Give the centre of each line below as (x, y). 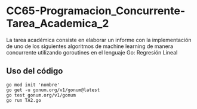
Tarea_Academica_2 (58, 23)
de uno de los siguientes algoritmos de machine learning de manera (90, 46)
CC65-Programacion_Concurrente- (96, 11)
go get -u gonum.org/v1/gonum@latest (53, 90)
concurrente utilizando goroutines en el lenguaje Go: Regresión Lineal (92, 52)
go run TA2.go (24, 100)
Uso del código (35, 71)
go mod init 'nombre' (33, 85)
